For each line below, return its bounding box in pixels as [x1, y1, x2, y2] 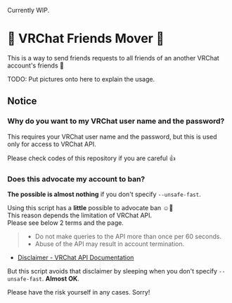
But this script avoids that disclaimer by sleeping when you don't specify [7, 266, 218, 275]
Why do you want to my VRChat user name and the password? [7, 116, 225, 126]
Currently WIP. [7, 6, 50, 14]
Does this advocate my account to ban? [7, 174, 146, 183]
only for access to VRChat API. [7, 140, 96, 148]
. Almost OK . [41, 274, 79, 283]
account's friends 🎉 [7, 61, 65, 70]
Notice [7, 95, 37, 108]
